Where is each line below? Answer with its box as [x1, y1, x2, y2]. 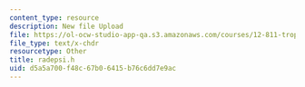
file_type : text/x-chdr [9, 38, 100, 48]
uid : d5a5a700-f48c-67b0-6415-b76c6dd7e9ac [9, 64, 177, 73]
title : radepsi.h [9, 55, 75, 64]
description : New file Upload [9, 22, 124, 31]
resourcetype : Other [9, 47, 88, 56]
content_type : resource [9, 13, 100, 23]
